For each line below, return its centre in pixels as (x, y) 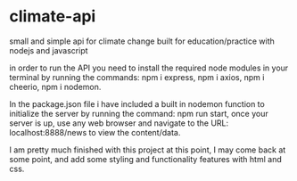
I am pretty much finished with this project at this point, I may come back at (148, 150)
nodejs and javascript (49, 50)
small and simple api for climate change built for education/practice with (142, 41)
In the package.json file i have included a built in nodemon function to (137, 103)
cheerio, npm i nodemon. (55, 86)
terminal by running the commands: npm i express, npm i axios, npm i (137, 77)
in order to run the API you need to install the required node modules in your (149, 68)
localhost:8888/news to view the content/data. (95, 132)
